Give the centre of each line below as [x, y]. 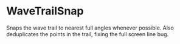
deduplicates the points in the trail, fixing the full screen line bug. [88, 34]
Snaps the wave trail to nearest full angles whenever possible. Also [90, 28]
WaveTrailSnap [45, 11]
